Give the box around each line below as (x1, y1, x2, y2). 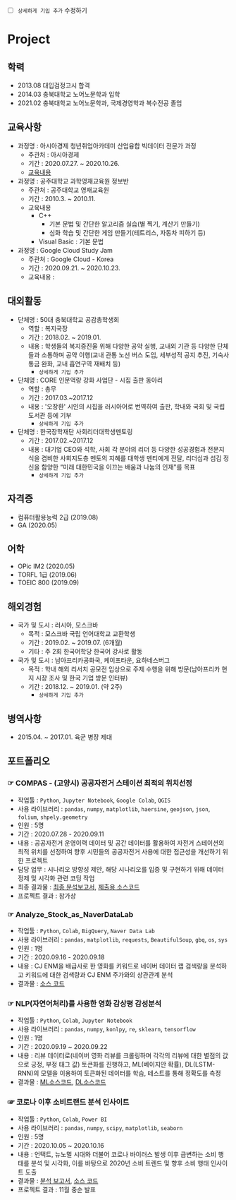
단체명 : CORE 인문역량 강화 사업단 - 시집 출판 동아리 (17, 376, 163, 384)
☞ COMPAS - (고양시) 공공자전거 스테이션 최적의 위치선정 (7, 779, 192, 788)
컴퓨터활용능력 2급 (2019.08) (17, 512, 99, 521)
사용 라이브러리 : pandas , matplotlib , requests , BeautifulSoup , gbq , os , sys (17, 935, 228, 944)
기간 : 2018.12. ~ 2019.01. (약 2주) (27, 683, 123, 691)
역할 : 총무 (27, 384, 57, 393)
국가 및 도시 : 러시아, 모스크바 (17, 620, 99, 630)
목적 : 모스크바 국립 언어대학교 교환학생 (27, 630, 136, 638)
